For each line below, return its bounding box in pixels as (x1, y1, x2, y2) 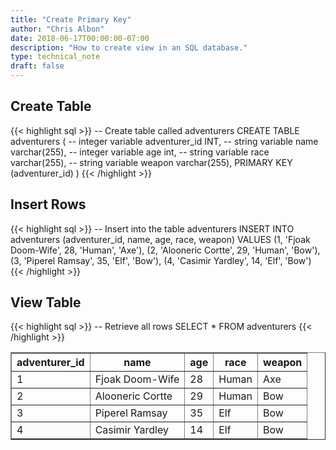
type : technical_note (10, 52, 101, 62)
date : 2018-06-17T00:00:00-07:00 (10, 33, 150, 43)
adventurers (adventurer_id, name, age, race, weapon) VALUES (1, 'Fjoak (10, 233, 311, 245)
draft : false (10, 61, 65, 71)
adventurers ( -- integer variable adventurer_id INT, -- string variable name (10, 135, 319, 147)
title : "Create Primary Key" (10, 14, 132, 25)
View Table (10, 294, 82, 311)
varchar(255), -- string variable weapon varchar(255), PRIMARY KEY (10, 156, 293, 168)
